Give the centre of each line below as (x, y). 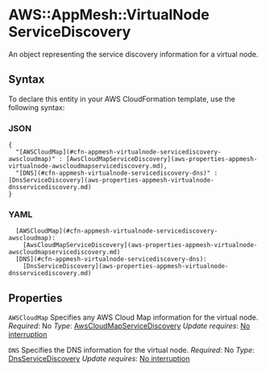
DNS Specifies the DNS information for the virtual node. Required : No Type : (132, 350)
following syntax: (37, 107)
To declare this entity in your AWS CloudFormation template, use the (122, 99)
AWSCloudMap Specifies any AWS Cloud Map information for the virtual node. (133, 317)
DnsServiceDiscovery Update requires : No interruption (99, 359)
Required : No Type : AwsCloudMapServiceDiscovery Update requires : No (129, 326)
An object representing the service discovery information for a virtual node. (133, 54)
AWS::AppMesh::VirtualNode (109, 15)
